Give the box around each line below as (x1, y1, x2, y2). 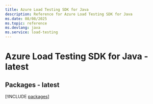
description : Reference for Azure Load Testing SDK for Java (5, 12, 133, 17)
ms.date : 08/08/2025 (5, 16, 48, 21)
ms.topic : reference (5, 21, 48, 26)
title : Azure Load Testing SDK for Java (5, 7, 89, 12)
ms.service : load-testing (5, 30, 58, 35)
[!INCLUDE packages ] (5, 94, 50, 99)
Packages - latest (5, 81, 60, 89)
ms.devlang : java (5, 25, 41, 30)
